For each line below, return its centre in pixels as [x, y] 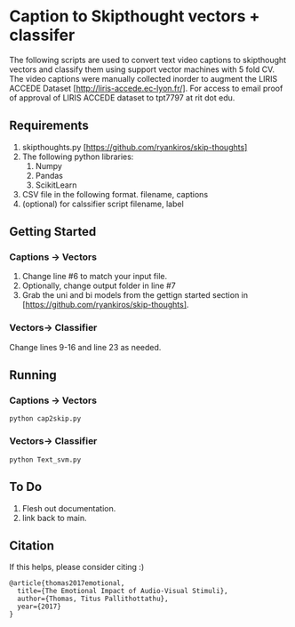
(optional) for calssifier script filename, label [103, 204]
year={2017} [40, 607]
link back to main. [54, 518]
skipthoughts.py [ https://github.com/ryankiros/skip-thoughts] [135, 147]
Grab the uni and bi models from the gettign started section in [135, 295]
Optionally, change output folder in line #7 [99, 285]
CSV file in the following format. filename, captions [115, 194]
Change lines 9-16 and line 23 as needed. [85, 347]
